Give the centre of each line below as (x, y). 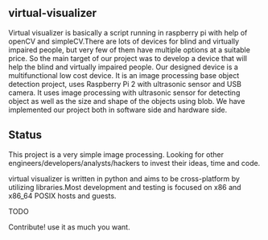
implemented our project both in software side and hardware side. (118, 110)
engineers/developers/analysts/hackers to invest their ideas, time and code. (134, 163)
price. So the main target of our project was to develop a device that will (128, 58)
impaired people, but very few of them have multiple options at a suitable (130, 50)
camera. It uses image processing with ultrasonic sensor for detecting (124, 93)
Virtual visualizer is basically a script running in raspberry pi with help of (128, 32)
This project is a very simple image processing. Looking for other (116, 154)
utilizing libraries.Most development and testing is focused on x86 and (125, 187)
